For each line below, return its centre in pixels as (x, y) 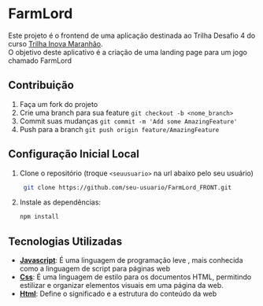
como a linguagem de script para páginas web (95, 269)
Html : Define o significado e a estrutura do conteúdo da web (118, 294)
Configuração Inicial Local (74, 154)
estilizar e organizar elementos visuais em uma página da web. (122, 286)
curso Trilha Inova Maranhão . (56, 43)
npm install (39, 217)
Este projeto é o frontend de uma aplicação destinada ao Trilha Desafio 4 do (132, 35)
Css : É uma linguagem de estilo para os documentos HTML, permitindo (135, 277)
